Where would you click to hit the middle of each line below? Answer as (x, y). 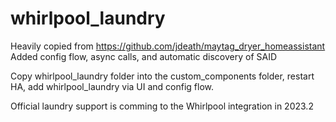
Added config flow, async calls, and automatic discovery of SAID (144, 56)
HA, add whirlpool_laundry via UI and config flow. (112, 86)
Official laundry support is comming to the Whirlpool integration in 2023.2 (162, 106)
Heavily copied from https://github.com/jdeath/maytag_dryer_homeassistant (168, 46)
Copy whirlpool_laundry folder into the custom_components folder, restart (162, 76)
